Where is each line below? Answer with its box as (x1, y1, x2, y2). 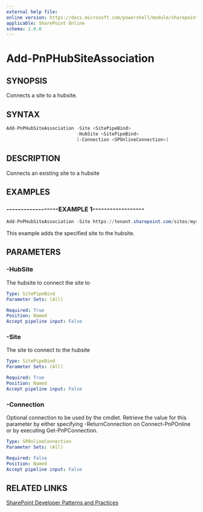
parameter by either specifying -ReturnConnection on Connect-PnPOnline (6, 421, 191, 428)
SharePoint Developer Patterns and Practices (6, 499, 119, 507)
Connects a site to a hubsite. (6, 92, 77, 99)
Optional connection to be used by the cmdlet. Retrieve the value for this (6, 414, 187, 421)
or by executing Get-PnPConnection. (6, 427, 98, 434)
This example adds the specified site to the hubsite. (6, 230, 135, 237)
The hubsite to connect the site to (6, 279, 91, 286)
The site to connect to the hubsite (6, 346, 91, 354)
